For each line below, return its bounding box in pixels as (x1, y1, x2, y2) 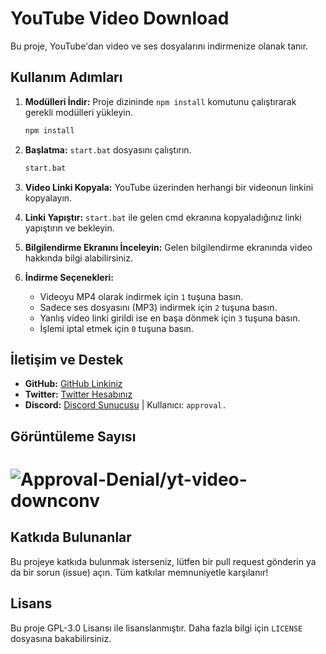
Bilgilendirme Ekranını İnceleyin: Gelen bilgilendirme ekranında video (24, 241, 313, 253)
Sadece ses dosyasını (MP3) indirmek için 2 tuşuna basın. (39, 301, 278, 313)
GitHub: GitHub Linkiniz (24, 378, 123, 390)
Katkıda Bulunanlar (10, 529, 132, 546)
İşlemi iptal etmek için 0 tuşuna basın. (39, 322, 194, 334)
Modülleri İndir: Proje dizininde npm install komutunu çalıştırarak (24, 95, 297, 107)
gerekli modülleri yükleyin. (24, 106, 134, 118)
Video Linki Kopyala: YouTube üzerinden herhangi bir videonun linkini (24, 181, 314, 193)
